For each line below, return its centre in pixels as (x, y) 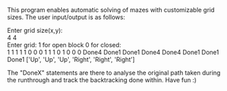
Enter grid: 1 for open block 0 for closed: (64, 45)
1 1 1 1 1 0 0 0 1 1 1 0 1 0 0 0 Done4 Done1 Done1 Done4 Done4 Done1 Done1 (113, 52)
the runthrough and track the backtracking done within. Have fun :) (102, 80)
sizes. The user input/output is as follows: (66, 17)
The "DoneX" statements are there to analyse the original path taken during (114, 73)
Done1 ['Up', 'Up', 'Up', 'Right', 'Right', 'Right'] (71, 60)
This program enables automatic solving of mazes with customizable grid (111, 10)
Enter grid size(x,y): (35, 30)
